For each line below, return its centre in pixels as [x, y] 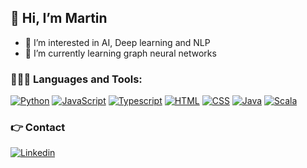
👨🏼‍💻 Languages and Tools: [76, 79]
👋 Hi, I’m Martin [59, 18]
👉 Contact [38, 128]
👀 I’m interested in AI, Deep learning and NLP [117, 42]
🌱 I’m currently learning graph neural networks [120, 53]
